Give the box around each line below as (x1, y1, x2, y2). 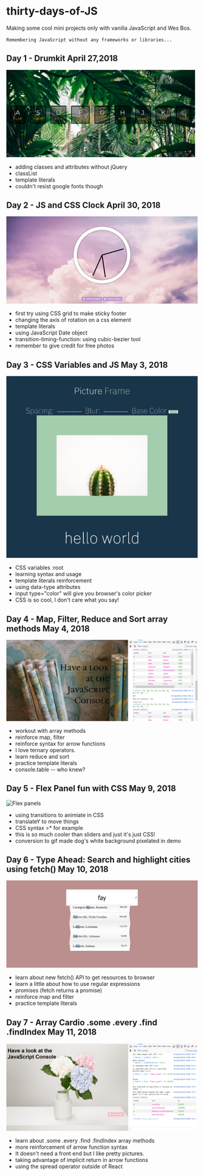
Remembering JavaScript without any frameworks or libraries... (6, 36, 172, 43)
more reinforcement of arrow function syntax (15, 1143, 128, 1151)
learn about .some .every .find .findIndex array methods (15, 1137, 155, 1144)
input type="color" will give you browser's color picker (15, 590, 152, 597)
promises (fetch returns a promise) (15, 987, 103, 994)
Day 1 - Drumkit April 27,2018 (6, 53, 118, 64)
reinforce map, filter (15, 733, 65, 741)
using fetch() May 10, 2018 (6, 864, 109, 875)
